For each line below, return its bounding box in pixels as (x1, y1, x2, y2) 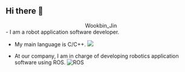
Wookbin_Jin (85, 22, 117, 29)
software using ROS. (14, 58, 66, 66)
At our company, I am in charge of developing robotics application (14, 52, 179, 59)
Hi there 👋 (5, 6, 44, 16)
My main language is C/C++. (14, 40, 86, 48)
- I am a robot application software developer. (5, 28, 120, 35)
